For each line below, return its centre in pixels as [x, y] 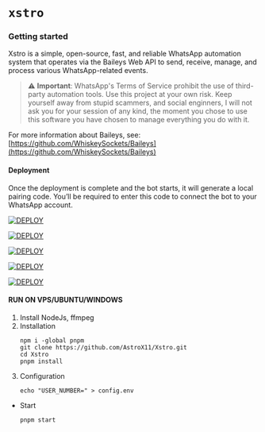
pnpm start [38, 420]
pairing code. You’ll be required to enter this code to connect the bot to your [132, 196]
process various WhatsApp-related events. [78, 71]
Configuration [42, 376]
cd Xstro [34, 354]
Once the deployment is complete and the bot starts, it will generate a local [131, 187]
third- [244, 86]
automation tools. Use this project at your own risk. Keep [140, 94]
